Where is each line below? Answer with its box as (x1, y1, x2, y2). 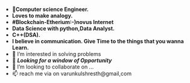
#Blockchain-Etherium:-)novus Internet (11, 19, 114, 25)
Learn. (11, 44, 29, 51)
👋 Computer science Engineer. (11, 6, 89, 13)
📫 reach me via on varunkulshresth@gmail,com (11, 70, 131, 77)
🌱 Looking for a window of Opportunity (11, 57, 112, 64)
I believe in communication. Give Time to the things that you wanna (11, 38, 184, 45)
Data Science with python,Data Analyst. (11, 25, 115, 32)
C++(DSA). (11, 31, 40, 38)
